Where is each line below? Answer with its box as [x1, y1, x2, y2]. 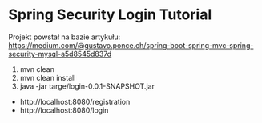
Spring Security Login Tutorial [8, 6, 212, 24]
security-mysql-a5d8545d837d [8, 49, 112, 58]
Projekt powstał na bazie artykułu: [8, 32, 121, 42]
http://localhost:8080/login [19, 105, 109, 115]
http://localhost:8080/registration [19, 97, 131, 106]
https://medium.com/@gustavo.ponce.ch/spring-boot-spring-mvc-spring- [8, 40, 254, 50]
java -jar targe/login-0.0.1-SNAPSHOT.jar [19, 81, 155, 91]
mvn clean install [19, 73, 76, 82]
